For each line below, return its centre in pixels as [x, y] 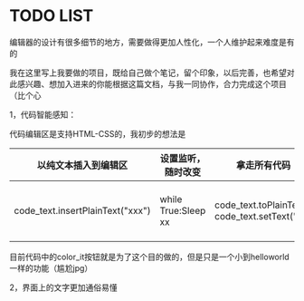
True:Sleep [183, 210]
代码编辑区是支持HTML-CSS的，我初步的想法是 [98, 133]
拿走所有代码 [264, 165]
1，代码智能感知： [43, 114]
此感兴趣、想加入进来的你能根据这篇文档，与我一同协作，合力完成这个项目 [148, 83]
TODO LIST [52, 16]
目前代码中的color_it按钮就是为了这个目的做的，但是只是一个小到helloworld [149, 257]
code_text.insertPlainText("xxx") [82, 210]
